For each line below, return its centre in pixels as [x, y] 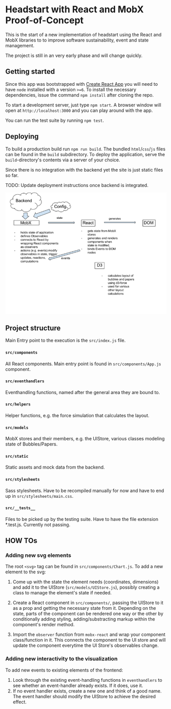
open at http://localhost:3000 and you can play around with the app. [79, 110]
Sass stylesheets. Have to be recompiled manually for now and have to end [85, 490]
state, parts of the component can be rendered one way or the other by [88, 614]
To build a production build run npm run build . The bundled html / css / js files [85, 149]
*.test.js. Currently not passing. [38, 525]
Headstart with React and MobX [75, 10]
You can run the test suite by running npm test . [55, 120]
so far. [12, 175]
